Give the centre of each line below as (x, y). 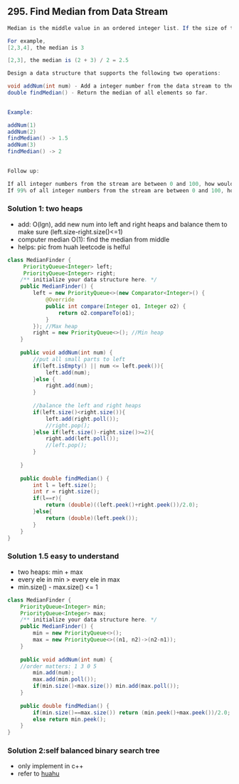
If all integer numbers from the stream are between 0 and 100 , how (111, 184)
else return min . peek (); (70, 719)
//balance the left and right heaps (87, 406)
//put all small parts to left (79, 359)
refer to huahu (38, 774)
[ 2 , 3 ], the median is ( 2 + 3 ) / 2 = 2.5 (68, 61)
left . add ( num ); (68, 372)
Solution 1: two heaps (45, 209)
